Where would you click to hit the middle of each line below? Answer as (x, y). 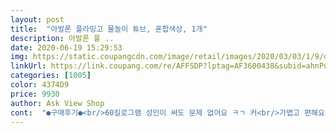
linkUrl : (28, 66)
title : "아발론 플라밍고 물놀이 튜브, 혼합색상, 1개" (109, 29)
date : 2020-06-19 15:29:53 (66, 47)
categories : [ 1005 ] (51, 76)
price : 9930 (35, 94)
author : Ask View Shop (57, 103)
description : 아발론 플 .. (62, 38)
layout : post (37, 19)
